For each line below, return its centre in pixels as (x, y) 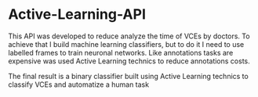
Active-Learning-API (77, 14)
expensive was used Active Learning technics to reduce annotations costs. (129, 61)
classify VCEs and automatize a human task (79, 84)
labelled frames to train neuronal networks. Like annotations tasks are (121, 52)
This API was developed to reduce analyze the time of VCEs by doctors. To (129, 36)
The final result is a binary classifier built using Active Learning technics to (128, 76)
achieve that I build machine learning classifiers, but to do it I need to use (126, 44)
